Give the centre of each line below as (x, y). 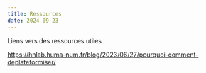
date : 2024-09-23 (33, 21)
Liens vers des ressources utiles (54, 40)
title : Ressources (34, 14)
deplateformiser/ (32, 62)
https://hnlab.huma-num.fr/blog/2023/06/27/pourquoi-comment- (103, 55)
